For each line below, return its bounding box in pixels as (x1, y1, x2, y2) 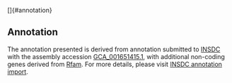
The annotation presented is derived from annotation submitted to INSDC (7, 45, 221, 53)
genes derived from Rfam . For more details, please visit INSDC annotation (7, 60, 223, 68)
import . (7, 67, 28, 76)
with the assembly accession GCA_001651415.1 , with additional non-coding (7, 52, 225, 60)
